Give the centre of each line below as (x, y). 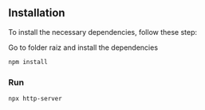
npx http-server (35, 98)
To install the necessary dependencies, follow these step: (103, 32)
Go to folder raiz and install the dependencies (83, 47)
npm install (28, 62)
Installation (37, 13)
